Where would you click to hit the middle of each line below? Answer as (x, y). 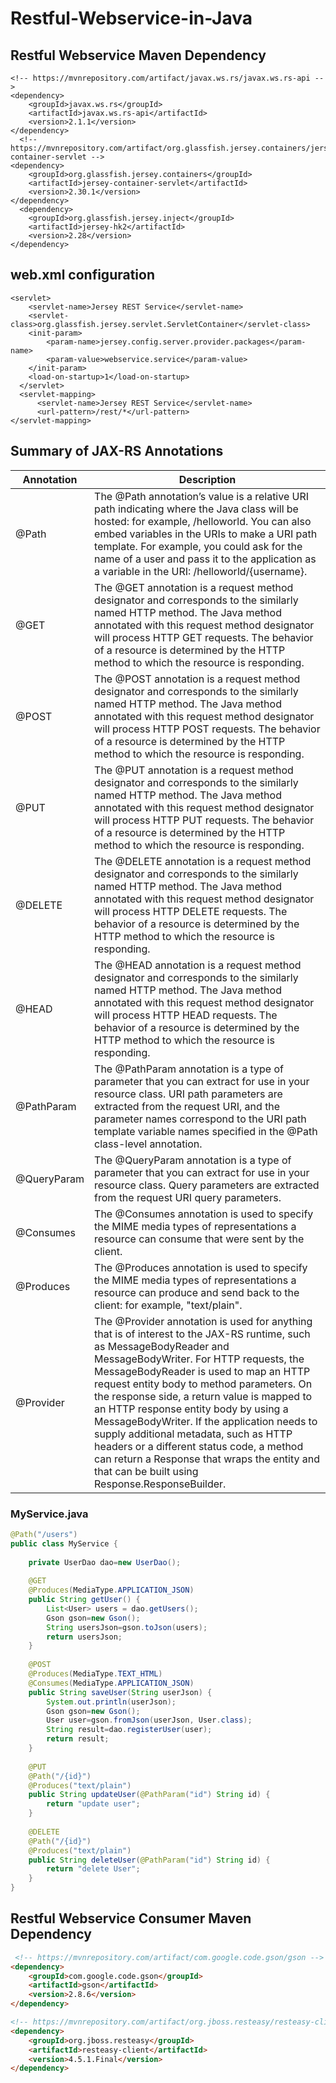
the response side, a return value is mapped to (203, 1396)
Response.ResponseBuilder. (160, 1484)
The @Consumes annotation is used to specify (204, 1214)
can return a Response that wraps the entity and (207, 1459)
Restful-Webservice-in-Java (131, 18)
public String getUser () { (84, 1600)
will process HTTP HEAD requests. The (186, 1015)
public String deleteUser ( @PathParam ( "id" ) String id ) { (149, 1860)
